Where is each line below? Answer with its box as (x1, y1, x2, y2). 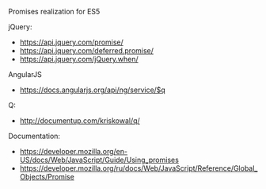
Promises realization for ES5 (8, 7, 101, 16)
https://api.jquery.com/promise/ (19, 37, 124, 47)
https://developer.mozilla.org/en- (19, 147, 128, 156)
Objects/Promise (19, 172, 75, 181)
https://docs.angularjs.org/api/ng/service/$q (19, 85, 166, 94)
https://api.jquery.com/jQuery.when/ (19, 55, 139, 64)
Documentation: (8, 131, 61, 141)
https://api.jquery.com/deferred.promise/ (19, 46, 154, 55)
